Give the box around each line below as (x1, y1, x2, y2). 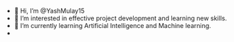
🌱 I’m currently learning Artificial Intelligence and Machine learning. (14, 22, 211, 29)
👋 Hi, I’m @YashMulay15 (14, 7, 85, 15)
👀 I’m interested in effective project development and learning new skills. (14, 14, 228, 22)
